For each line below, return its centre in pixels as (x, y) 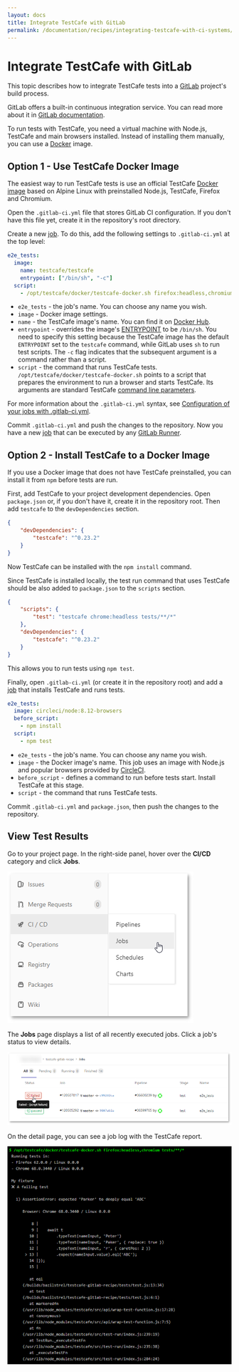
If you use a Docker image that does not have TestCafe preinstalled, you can (119, 472)
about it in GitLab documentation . (56, 115)
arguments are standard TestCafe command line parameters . (107, 390)
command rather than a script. (62, 359)
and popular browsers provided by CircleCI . (81, 769)
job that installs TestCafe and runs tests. (66, 690)
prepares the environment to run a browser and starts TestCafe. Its (115, 382)
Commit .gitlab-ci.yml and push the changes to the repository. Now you (115, 425)
